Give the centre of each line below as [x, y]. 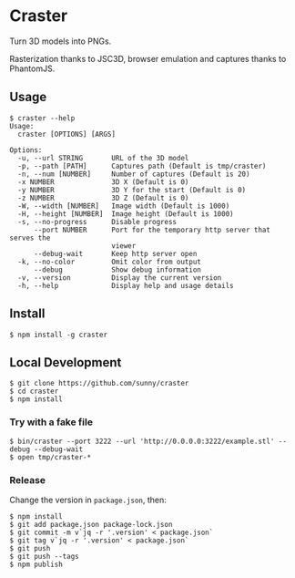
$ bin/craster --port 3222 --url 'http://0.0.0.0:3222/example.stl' [142, 441]
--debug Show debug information [117, 270]
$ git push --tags [44, 556]
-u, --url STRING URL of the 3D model [103, 158]
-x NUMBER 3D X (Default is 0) [103, 182]
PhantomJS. [32, 68]
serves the [30, 238]
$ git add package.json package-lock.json [91, 524]
